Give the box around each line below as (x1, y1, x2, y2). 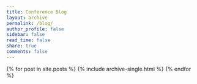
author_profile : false (6, 26, 64, 32)
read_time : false (6, 37, 51, 43)
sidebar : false (6, 32, 45, 38)
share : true (6, 43, 37, 49)
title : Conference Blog (6, 9, 67, 15)
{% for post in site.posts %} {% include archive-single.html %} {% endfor (6, 65, 191, 72)
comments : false (6, 49, 48, 55)
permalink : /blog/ (6, 20, 53, 26)
